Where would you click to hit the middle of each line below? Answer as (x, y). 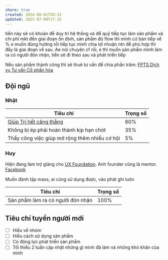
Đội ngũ (18, 86)
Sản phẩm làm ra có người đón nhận (50, 201)
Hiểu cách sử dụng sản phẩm (43, 236)
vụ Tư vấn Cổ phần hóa (29, 70)
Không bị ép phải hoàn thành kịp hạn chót (57, 130)
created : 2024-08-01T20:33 (33, 15)
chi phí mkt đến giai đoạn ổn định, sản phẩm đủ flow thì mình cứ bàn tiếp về (83, 39)
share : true (18, 10)
